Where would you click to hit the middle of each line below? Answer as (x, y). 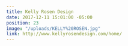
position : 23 (23, 23)
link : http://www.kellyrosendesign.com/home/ (64, 34)
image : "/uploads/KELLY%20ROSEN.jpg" (53, 28)
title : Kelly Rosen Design (40, 12)
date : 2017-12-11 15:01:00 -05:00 (50, 17)
